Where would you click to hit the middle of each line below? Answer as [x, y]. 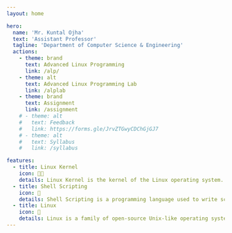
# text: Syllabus [47, 142]
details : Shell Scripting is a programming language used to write [118, 199]
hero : [14, 26]
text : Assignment [50, 103]
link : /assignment [51, 110]
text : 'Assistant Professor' [55, 39]
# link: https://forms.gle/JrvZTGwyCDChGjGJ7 [89, 129]
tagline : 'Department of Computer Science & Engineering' [98, 46]
